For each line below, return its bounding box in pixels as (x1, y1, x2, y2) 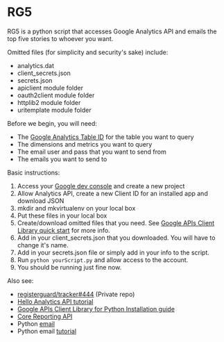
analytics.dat (17, 61, 54, 70)
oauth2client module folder (17, 91, 95, 99)
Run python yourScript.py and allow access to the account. (17, 255, 189, 264)
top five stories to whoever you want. (7, 34, 114, 42)
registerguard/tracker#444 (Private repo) (17, 290, 135, 298)
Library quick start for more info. (17, 226, 110, 234)
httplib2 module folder (17, 98, 81, 106)
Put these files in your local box (17, 211, 107, 220)
